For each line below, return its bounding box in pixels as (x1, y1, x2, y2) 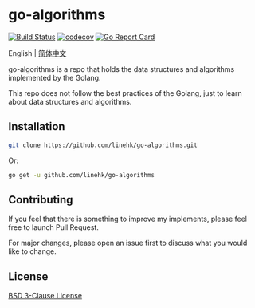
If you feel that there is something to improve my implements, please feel (8, 214, 247, 224)
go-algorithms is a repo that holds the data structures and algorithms (8, 64, 235, 73)
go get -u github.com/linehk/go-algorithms (8, 171, 155, 179)
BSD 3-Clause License (8, 291, 82, 301)
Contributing (8, 193, 73, 207)
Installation (8, 120, 65, 133)
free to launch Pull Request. (8, 223, 100, 232)
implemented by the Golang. (8, 73, 101, 82)
